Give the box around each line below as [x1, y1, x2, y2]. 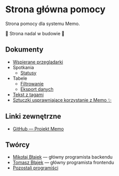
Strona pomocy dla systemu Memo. [5, 20, 80, 27]
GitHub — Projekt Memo [12, 125, 64, 131]
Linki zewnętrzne [5, 112, 61, 121]
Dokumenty [5, 45, 43, 54]
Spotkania [12, 64, 34, 70]
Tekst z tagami [12, 91, 44, 98]
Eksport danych [20, 86, 54, 92]
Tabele [12, 75, 27, 81]
